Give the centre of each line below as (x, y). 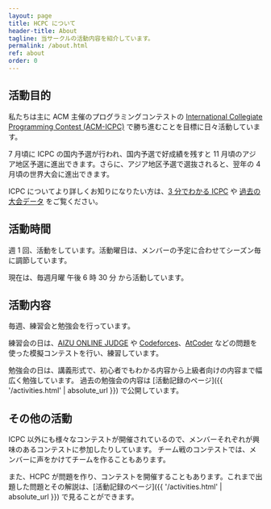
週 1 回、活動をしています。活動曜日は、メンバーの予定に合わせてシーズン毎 (135, 250)
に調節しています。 (40, 260)
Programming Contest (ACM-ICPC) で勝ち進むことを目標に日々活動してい (131, 127)
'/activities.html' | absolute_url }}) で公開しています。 (96, 390)
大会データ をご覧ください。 (55, 201)
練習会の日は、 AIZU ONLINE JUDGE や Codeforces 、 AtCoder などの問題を (133, 343)
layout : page (30, 16)
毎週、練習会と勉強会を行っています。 (71, 326)
